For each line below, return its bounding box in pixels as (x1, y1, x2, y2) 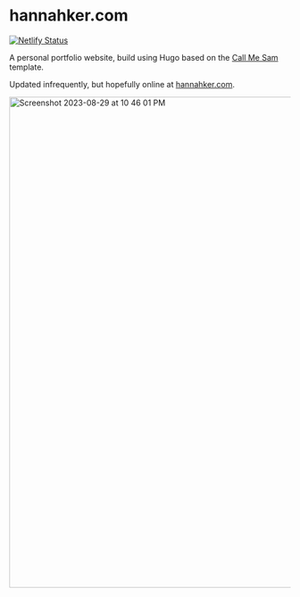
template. (9, 62, 45, 72)
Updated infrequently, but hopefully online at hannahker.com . (9, 79, 235, 89)
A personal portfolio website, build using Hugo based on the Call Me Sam (9, 52, 279, 62)
